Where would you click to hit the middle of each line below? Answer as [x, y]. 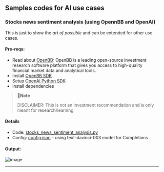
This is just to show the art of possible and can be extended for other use [79, 33]
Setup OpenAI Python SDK [39, 81]
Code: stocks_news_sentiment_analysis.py [55, 132]
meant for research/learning [45, 110]
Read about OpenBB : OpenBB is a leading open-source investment [79, 60]
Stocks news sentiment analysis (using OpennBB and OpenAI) [80, 22]
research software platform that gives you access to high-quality [77, 65]
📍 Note [23, 96]
